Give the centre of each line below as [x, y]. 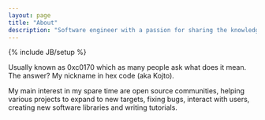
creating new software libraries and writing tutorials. [93, 107]
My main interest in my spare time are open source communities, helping [127, 91]
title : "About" [33, 23]
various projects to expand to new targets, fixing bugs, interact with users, [129, 100]
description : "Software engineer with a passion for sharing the [118, 30]
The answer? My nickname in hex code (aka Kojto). [91, 76]
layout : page [30, 15]
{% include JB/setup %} [47, 53]
